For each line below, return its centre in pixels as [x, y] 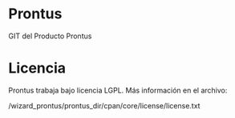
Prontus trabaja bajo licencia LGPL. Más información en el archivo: [118, 90]
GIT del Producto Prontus [50, 36]
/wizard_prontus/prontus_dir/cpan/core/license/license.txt [104, 105]
